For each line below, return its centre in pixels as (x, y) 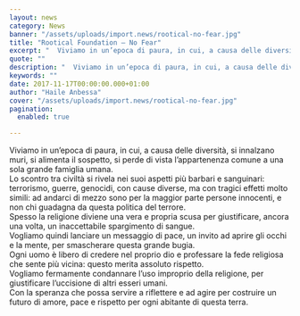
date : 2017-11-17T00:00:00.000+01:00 (79, 84)
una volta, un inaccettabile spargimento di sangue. (102, 226)
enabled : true (43, 117)
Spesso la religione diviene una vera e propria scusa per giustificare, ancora (149, 217)
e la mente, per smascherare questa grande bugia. (102, 245)
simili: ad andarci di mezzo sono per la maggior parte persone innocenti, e (146, 198)
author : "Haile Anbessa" (55, 92)
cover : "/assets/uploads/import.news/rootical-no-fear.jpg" (124, 100)
